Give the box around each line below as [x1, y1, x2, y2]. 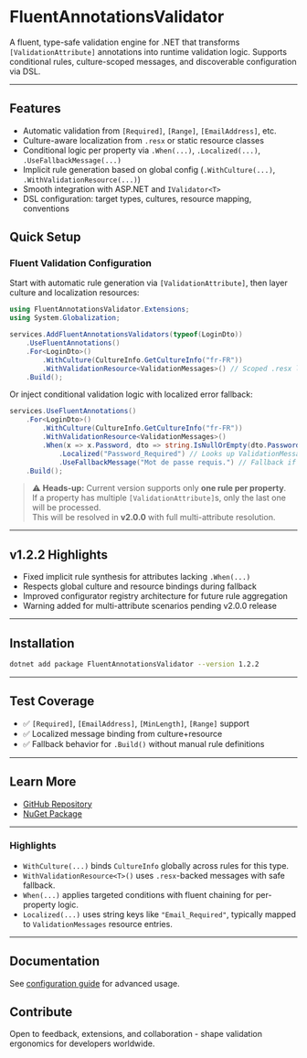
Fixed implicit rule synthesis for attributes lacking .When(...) [22, 572, 251, 582]
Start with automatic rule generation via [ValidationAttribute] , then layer [9, 277, 288, 289]
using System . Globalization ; [9, 314, 121, 323]
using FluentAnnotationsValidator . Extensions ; [9, 305, 190, 315]
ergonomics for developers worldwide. [9, 1038, 155, 1049]
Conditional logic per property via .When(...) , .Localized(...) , [22, 144, 261, 155]
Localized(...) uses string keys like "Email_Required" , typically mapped [22, 908, 297, 920]
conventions [22, 203, 70, 214]
